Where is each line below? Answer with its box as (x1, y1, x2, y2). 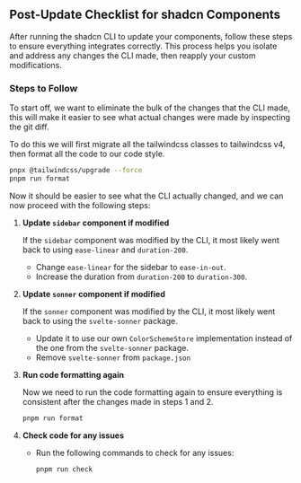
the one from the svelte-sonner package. (35, 342, 190, 353)
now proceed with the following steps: (9, 199, 151, 210)
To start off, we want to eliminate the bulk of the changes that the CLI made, (9, 102, 290, 113)
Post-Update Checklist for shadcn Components (9, 7, 281, 22)
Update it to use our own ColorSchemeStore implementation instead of (35, 332, 293, 344)
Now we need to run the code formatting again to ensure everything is (22, 386, 283, 398)
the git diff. (9, 121, 49, 133)
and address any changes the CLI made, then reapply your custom (9, 49, 256, 61)
